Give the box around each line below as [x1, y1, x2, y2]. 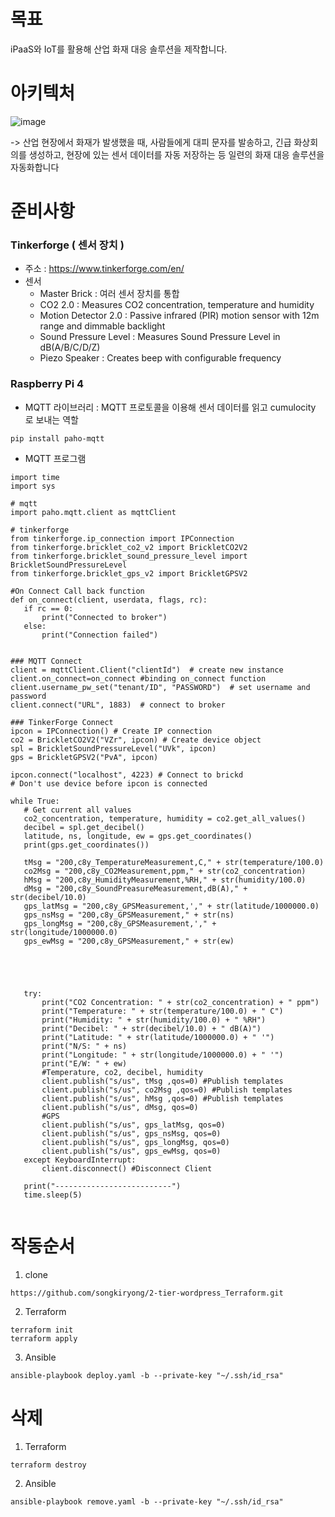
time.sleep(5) [23, 1190, 83, 1200]
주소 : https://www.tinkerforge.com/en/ [24, 263, 185, 275]
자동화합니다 [10, 161, 60, 173]
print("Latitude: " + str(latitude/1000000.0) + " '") [41, 1032, 275, 1042]
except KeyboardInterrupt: [23, 1155, 137, 1165]
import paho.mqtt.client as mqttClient [10, 507, 177, 517]
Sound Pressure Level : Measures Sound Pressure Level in [39, 331, 281, 343]
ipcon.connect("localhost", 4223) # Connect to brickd [10, 770, 244, 780]
